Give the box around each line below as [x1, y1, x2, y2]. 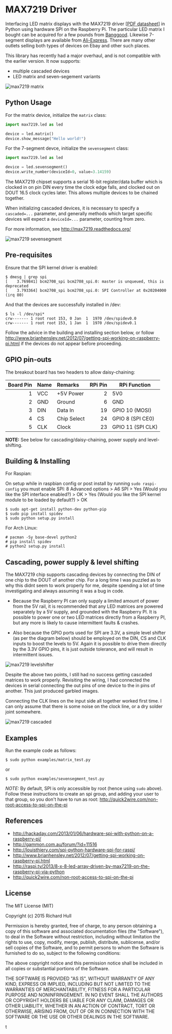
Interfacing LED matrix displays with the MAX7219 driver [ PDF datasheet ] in [5, 21, 165, 27]
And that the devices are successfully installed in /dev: [5, 301, 121, 307]
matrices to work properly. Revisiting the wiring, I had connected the [5, 677, 150, 683]
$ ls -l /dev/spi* [5, 311, 45, 317]
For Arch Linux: [5, 525, 37, 531]
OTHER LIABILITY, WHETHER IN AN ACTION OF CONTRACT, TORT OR [5, 1003, 155, 1009]
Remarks [56, 381, 80, 388]
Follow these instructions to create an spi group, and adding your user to [5, 791, 159, 797]
